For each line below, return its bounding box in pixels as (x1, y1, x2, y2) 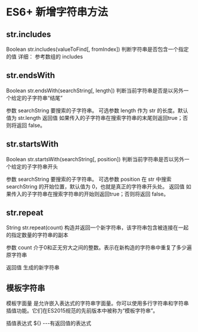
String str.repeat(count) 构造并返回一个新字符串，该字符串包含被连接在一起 (6, 224, 189, 231)
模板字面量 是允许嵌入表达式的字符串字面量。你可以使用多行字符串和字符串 (6, 300, 189, 307)
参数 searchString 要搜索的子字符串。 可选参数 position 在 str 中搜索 (6, 175, 172, 183)
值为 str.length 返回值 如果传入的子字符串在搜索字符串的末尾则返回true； (6, 114, 183, 121)
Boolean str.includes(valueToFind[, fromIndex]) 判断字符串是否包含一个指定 (6, 45, 189, 53)
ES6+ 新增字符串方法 (6, 5, 108, 19)
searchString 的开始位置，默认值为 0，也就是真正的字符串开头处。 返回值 (6, 183, 185, 190)
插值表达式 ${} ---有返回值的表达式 (6, 320, 92, 327)
